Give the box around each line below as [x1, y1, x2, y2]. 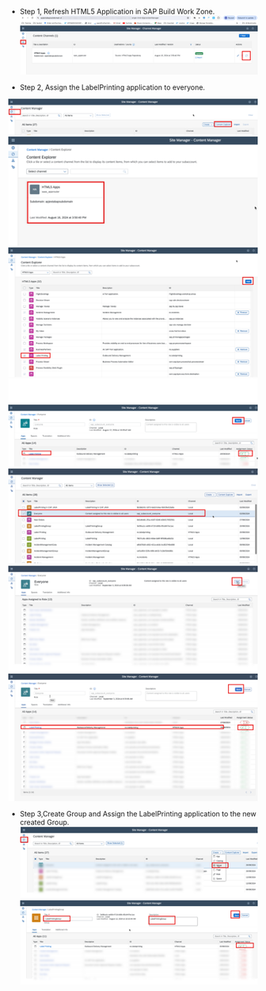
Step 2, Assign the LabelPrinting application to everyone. [19, 83, 206, 92]
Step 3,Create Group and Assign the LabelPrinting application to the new [19, 809, 256, 819]
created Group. [19, 817, 70, 828]
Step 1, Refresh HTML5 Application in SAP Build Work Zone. [19, 7, 215, 16]
